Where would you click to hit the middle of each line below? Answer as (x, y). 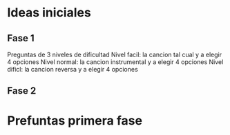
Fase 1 (21, 38)
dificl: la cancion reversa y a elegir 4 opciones (73, 69)
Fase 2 (22, 91)
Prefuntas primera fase (75, 120)
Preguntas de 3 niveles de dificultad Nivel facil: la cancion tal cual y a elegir (115, 54)
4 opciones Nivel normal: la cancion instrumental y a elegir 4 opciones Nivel (115, 62)
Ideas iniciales (49, 13)
